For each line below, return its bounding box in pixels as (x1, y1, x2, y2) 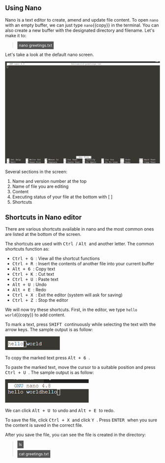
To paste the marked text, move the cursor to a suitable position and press (5, 364, 156, 370)
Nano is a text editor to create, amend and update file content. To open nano (5, 17, 159, 23)
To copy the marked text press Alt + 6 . (5, 355, 90, 361)
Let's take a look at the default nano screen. (5, 51, 94, 57)
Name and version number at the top (12, 178, 87, 184)
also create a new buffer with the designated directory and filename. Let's (5, 27, 155, 33)
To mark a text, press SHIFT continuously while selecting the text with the (5, 321, 156, 328)
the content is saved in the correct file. (5, 422, 83, 428)
